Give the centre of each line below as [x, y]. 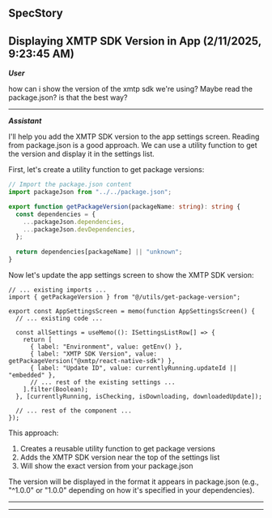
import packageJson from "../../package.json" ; [90, 192]
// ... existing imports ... [57, 290]
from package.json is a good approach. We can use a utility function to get [133, 145]
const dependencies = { [55, 214]
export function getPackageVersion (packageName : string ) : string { [125, 206]
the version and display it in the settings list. [82, 154]
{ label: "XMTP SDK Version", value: [93, 354]
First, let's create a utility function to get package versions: [106, 170]
